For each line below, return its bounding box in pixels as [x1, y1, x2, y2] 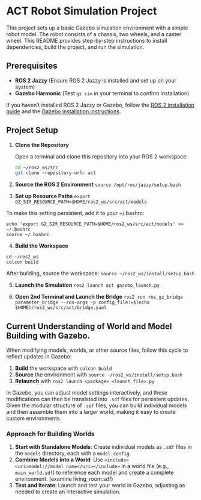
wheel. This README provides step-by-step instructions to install [6, 37, 167, 44]
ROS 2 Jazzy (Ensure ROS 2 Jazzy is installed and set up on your [14, 77, 177, 84]
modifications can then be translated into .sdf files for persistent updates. [6, 396, 189, 403]
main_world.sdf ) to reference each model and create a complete [14, 469, 174, 477]
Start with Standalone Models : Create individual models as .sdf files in [14, 443, 192, 451]
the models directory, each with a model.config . [14, 450, 131, 457]
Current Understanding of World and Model [6, 321, 172, 331]
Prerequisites [6, 61, 58, 71]
